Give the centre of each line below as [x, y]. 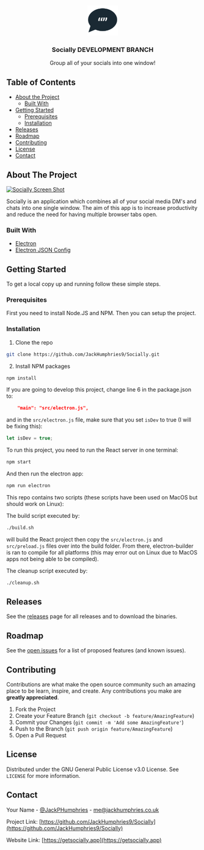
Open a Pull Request [41, 736]
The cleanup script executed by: [47, 570]
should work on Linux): [35, 504]
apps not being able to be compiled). [53, 559]
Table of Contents [41, 82]
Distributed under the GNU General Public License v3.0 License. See [93, 769]
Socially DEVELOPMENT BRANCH [103, 50]
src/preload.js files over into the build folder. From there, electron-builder [100, 546]
